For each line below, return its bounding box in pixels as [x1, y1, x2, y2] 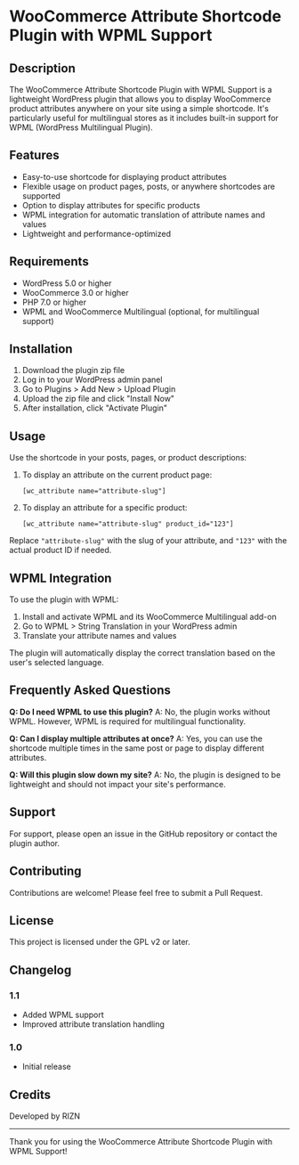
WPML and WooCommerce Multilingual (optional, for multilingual [21, 306, 260, 317]
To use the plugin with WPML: [9, 594, 119, 605]
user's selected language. [9, 657, 104, 668]
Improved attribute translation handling [21, 1019, 165, 1030]
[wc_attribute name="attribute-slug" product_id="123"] [21, 519, 234, 529]
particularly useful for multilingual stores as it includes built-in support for [9, 113, 279, 123]
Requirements [9, 254, 89, 269]
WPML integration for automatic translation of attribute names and [21, 209, 265, 220]
